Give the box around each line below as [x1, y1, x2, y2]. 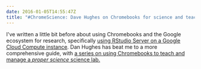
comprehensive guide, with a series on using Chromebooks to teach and [6, 49, 185, 57]
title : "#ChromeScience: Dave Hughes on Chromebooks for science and [6, 14, 184, 20]
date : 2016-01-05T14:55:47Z [6, 8, 77, 15]
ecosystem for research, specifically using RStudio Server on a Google [6, 37, 181, 44]
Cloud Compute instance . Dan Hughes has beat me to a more [6, 43, 157, 51]
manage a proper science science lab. [6, 56, 100, 63]
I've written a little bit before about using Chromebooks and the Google [6, 30, 181, 37]
